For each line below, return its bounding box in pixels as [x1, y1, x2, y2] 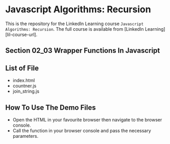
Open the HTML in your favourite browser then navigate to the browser [12, 116, 162, 122]
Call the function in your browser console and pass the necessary [12, 127, 152, 134]
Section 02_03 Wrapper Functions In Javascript [5, 46, 160, 55]
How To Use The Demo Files [5, 103, 96, 112]
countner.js [12, 83, 37, 89]
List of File [5, 64, 39, 72]
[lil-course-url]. [5, 31, 37, 37]
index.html [12, 77, 35, 84]
